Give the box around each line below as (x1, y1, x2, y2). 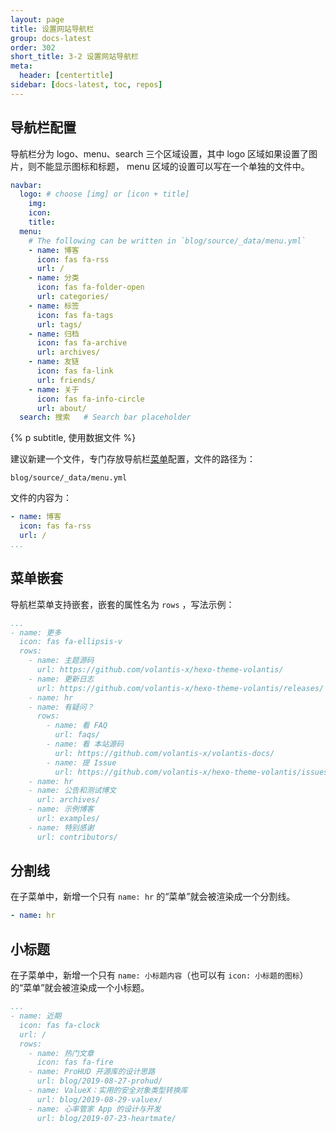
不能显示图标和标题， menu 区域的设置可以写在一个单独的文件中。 (36, 160, 310, 172)
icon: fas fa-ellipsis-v (19, 637, 123, 647)
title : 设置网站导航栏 (10, 24, 95, 34)
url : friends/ (36, 375, 97, 385)
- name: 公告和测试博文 (28, 786, 117, 796)
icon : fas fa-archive (36, 338, 128, 348)
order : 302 (10, 42, 56, 53)
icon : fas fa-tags (36, 310, 114, 320)
